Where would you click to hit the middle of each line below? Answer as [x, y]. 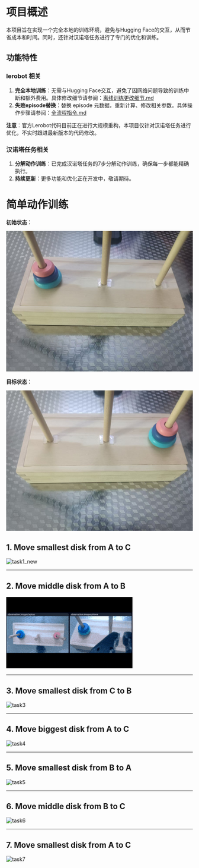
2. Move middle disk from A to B [66, 586]
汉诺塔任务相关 [28, 149]
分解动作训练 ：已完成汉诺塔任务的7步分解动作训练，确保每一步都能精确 [102, 163]
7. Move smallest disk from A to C [69, 845]
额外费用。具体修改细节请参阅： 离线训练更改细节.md [89, 98]
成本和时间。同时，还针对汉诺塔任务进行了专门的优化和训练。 [86, 37]
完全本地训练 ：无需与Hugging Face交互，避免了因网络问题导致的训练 [99, 90]
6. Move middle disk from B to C [66, 806]
